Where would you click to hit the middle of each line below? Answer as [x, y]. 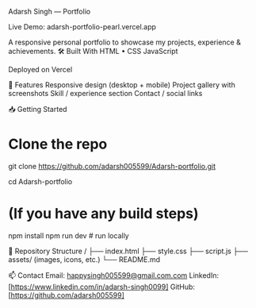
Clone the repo [58, 144]
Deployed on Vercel [40, 69]
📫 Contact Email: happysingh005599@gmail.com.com [98, 275]
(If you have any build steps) [104, 214]
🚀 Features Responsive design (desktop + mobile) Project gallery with [122, 85]
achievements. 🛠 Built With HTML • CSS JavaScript [93, 51]
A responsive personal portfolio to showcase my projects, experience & [125, 42]
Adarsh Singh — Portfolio [50, 12]
